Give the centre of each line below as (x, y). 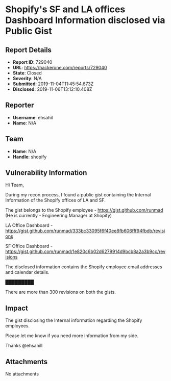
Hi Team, (15, 185)
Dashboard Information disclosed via (85, 20)
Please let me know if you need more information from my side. (72, 336)
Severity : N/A (27, 78)
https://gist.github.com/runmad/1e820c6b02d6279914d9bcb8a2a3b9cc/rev (86, 251)
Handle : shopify (30, 157)
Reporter (20, 105)
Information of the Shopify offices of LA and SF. (56, 200)
